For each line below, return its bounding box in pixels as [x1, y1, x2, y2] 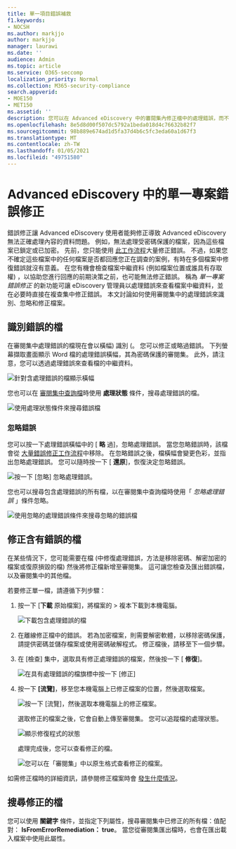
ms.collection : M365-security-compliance [7, 82, 131, 89]
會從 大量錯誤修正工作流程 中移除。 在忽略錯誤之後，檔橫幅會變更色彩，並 [7, 449, 220, 457]
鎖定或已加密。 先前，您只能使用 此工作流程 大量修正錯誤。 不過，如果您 [19, 246, 228, 254]
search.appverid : [7, 88, 58, 96]
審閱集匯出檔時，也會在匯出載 [140, 825, 227, 834]
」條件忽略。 [15, 496, 53, 504]
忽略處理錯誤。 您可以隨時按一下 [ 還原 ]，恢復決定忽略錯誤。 [13, 457, 190, 466]
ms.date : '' [7, 50, 42, 57]
